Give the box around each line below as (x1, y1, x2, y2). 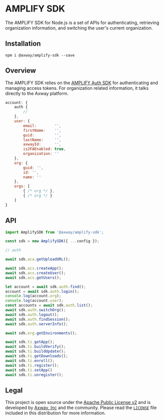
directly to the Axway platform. (5, 90, 68, 96)
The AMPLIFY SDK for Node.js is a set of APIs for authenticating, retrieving (5, 20, 159, 26)
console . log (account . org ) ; (5, 294, 61, 299)
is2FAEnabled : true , (23, 146, 66, 152)
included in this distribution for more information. (5, 410, 106, 416)
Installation (5, 40, 41, 48)
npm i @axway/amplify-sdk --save (5, 53, 75, 58)
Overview (5, 66, 36, 75)
